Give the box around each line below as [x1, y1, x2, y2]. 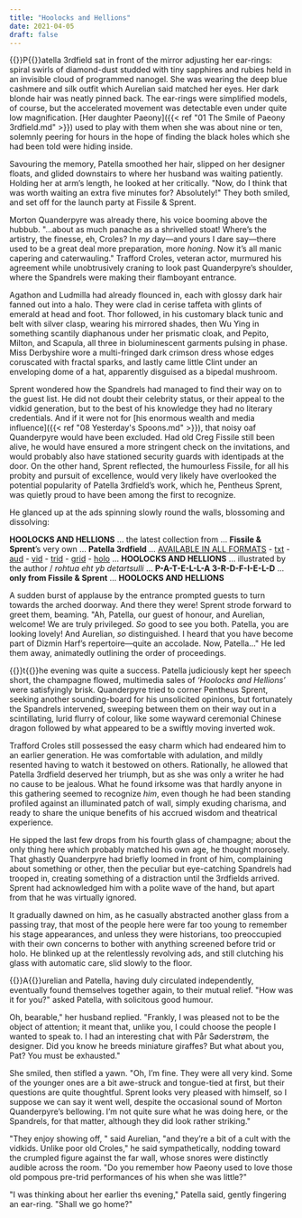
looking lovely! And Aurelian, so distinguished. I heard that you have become [9, 629, 294, 640]
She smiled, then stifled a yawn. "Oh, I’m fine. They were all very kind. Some [9, 1068, 293, 1079]
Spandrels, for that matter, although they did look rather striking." [9, 1116, 251, 1127]
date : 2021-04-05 [9, 22, 75, 31]
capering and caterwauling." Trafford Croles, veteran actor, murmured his [9, 253, 282, 264]
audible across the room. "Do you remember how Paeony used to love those [9, 1162, 293, 1173]
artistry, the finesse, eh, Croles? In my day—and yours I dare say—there [9, 234, 277, 245]
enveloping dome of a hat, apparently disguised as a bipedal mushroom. [9, 367, 278, 378]
